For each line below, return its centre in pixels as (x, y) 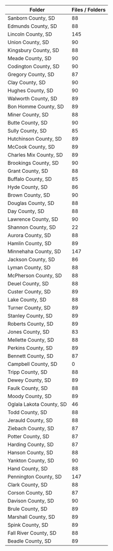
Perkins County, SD (30, 348)
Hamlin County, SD (30, 243)
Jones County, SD (29, 332)
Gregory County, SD (31, 75)
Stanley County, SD (30, 316)
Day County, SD (26, 211)
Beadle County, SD (30, 541)
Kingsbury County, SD (33, 50)
